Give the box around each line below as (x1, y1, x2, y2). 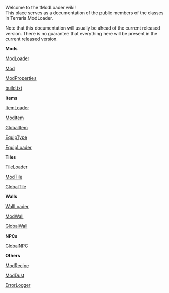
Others (5, 253, 20, 258)
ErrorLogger (5, 282, 31, 288)
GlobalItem (5, 125, 28, 130)
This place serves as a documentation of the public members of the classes (5, 10, 164, 16)
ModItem (5, 114, 24, 121)
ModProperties (5, 75, 37, 81)
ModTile (5, 174, 23, 180)
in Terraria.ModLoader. (5, 15, 53, 21)
